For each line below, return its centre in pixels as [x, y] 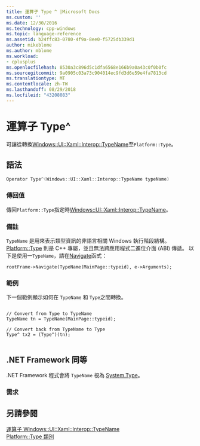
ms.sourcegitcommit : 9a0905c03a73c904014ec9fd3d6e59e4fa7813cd [87, 73]
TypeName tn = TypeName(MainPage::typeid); [61, 319]
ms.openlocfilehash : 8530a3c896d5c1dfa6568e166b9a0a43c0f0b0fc [87, 67]
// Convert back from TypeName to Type [56, 329]
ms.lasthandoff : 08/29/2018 [41, 90]
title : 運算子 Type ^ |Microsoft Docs [53, 12]
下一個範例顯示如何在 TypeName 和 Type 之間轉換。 [66, 297]
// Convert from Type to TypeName [49, 314]
